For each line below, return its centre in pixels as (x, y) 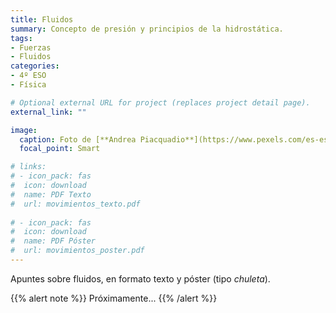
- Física (28, 85)
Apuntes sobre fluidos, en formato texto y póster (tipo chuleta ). (140, 278)
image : (24, 130)
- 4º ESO (28, 76)
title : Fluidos (42, 19)
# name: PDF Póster (53, 241)
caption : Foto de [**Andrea (78, 139)
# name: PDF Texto (51, 194)
